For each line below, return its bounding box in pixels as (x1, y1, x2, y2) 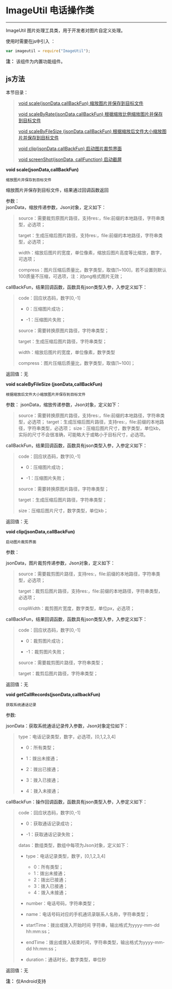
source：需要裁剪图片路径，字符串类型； (18, 660, 105, 666)
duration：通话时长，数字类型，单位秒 (26, 956, 107, 962)
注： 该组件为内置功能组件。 (6, 58, 65, 64)
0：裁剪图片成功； (26, 638, 65, 644)
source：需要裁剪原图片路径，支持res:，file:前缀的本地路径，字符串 (18, 215, 160, 221)
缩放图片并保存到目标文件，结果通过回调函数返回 (6, 187, 109, 193)
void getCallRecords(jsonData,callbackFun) (6, 691, 101, 697)
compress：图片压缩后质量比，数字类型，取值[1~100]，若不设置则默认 (18, 267, 167, 273)
